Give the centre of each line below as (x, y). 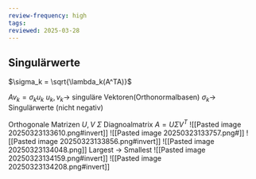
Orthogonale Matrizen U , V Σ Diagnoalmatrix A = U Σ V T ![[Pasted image (125, 123)
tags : (17, 23)
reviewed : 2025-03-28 (44, 30)
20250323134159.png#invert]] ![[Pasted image (85, 158)
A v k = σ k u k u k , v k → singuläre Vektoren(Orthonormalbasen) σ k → (112, 98)
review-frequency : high (48, 16)
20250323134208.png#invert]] (59, 166)
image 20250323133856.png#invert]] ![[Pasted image (126, 141)
